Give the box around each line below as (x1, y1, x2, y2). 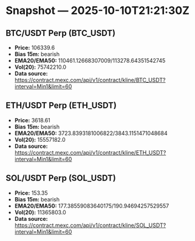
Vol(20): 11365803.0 (14, 208, 66, 216)
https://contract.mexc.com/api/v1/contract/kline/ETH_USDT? (14, 148, 166, 156)
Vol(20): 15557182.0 (14, 136, 66, 143)
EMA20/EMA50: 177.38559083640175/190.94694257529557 (14, 202, 169, 209)
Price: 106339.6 (14, 44, 55, 51)
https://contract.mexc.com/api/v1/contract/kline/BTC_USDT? (14, 77, 166, 83)
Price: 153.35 (14, 189, 48, 197)
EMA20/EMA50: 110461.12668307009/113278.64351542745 (14, 57, 166, 64)
